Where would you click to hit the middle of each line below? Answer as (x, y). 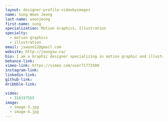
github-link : (19, 79)
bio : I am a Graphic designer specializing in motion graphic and (76, 56)
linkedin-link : (21, 75)
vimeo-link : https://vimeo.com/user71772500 (52, 65)
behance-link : (20, 61)
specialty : (16, 33)
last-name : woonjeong (28, 19)
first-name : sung (23, 24)
